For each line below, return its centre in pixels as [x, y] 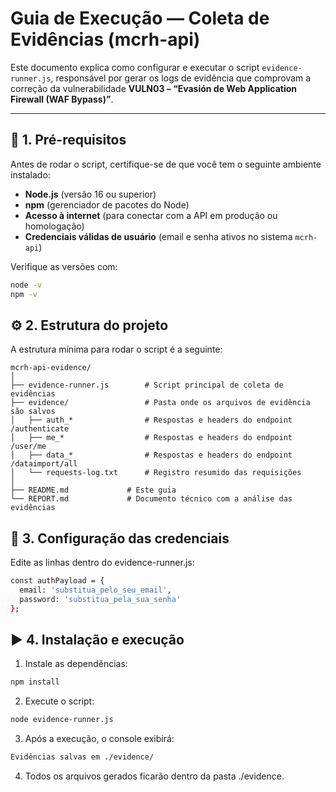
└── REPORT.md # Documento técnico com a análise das [151, 499]
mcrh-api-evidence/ [51, 368]
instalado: [30, 174]
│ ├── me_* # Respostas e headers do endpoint [151, 438]
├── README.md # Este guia [93, 490]
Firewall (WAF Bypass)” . [62, 99]
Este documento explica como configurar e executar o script [135, 67]
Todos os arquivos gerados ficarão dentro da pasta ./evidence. [154, 776]
